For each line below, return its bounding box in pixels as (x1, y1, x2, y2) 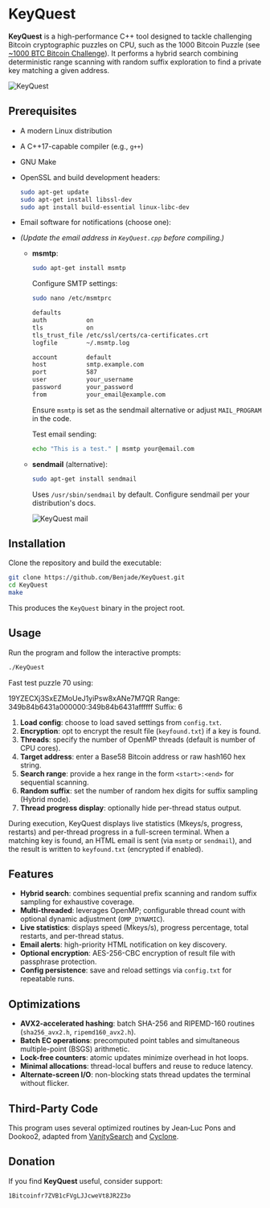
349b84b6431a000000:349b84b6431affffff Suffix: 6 (8, 702, 183, 711)
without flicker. (19, 1079, 70, 1088)
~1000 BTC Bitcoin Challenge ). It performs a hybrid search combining (8, 48, 239, 58)
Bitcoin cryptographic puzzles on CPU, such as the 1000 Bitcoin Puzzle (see (8, 39, 260, 49)
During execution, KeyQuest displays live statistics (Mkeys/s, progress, (8, 818, 243, 828)
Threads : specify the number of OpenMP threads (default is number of (19, 735, 256, 744)
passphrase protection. (19, 957, 97, 967)
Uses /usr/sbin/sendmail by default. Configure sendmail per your (31, 489, 250, 499)
